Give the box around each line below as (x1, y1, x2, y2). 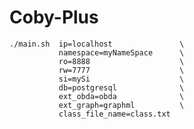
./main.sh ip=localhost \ (9, 39, 185, 49)
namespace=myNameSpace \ (58, 47, 185, 58)
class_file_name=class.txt (58, 109, 171, 119)
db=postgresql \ (58, 82, 185, 93)
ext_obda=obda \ (58, 91, 185, 101)
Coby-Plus (9, 6, 99, 29)
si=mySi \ (58, 74, 185, 84)
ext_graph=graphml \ (58, 100, 185, 110)
